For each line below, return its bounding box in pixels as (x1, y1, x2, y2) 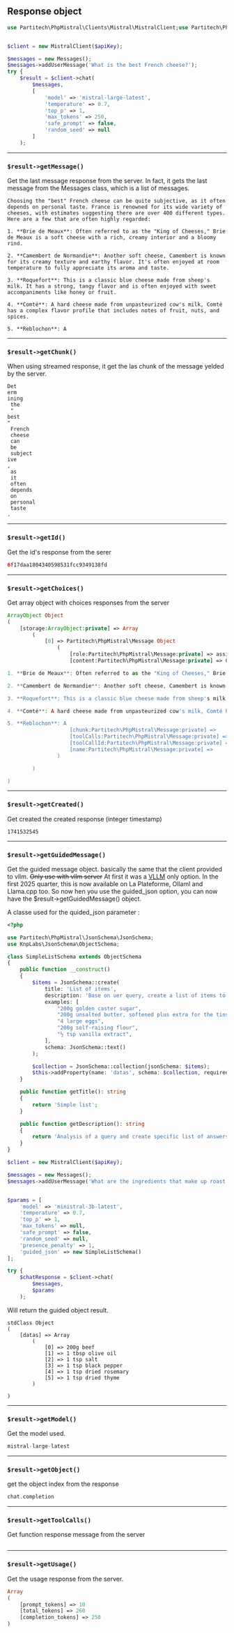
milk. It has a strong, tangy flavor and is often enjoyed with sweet (7, 283, 217, 290)
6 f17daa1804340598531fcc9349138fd (7, 561, 108, 568)
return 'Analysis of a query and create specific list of (32, 1133, 204, 1140)
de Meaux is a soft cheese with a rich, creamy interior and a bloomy (7, 234, 217, 241)
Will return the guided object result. (7, 1306, 109, 1314)
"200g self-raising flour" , (56, 1024, 139, 1032)
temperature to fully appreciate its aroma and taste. (7, 265, 170, 272)
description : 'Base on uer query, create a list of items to (44, 992, 226, 999)
